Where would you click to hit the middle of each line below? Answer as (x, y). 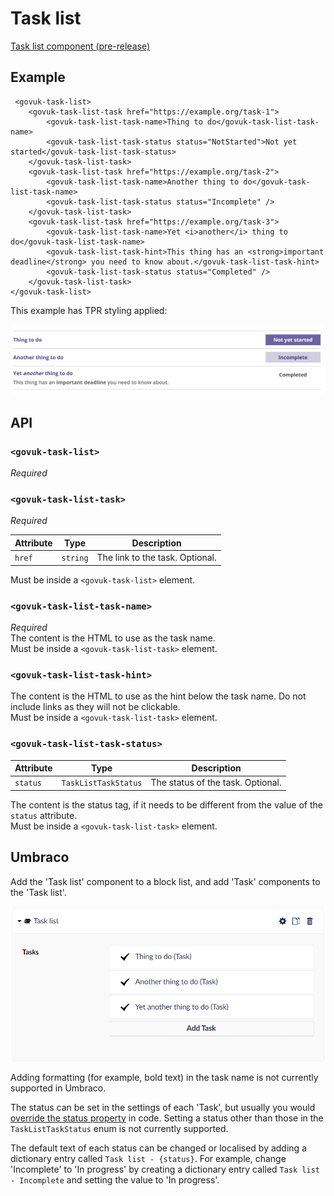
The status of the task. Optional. (216, 783)
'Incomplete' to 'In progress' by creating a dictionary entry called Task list (165, 1169)
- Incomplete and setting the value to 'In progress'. (115, 1179)
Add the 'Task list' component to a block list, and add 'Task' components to (165, 881)
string (75, 558)
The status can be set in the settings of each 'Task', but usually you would (163, 1107)
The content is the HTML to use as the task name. (113, 638)
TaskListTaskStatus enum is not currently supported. (119, 1128)
